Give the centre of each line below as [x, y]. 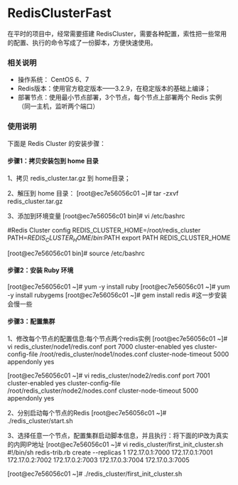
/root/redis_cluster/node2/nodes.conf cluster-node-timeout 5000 [103, 390]
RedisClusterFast [59, 13]
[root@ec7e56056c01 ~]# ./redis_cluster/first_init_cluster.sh [95, 474]
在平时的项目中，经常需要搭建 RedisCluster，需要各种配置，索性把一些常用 [117, 33]
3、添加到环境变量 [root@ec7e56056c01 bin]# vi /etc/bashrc [96, 215]
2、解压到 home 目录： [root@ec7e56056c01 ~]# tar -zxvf [93, 193]
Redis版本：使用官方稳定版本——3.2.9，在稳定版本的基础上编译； [114, 89]
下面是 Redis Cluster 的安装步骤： [57, 143]
